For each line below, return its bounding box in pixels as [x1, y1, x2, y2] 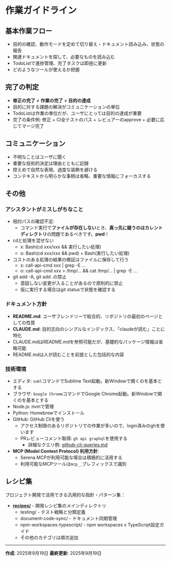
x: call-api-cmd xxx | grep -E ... [20, 262, 86, 268]
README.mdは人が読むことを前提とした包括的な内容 [12, 351, 124, 358]
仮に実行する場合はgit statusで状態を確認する [20, 287, 116, 293]
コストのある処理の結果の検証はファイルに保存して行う [12, 257, 129, 263]
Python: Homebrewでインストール [12, 410, 85, 416]
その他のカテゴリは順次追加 [20, 534, 79, 541]
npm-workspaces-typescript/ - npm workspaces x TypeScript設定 [20, 521, 160, 528]
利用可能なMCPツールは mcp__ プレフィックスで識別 [20, 461, 127, 467]
